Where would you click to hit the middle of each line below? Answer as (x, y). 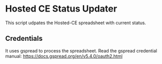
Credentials (24, 39)
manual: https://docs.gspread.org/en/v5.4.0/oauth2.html (64, 56)
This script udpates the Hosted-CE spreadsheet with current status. (76, 23)
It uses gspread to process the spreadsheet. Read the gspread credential (81, 50)
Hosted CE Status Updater (61, 9)
